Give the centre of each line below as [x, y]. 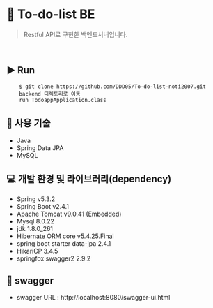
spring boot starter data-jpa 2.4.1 [64, 244]
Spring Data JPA [40, 148]
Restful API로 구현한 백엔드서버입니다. [76, 34]
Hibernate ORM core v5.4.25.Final [65, 236]
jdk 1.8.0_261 [35, 229]
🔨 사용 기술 [29, 123]
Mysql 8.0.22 [35, 221]
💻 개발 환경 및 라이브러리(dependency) [89, 178]
